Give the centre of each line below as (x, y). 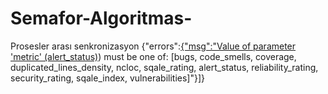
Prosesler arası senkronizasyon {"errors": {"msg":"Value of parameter (153, 46)
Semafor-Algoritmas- (101, 18)
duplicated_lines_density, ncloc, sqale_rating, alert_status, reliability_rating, (164, 67)
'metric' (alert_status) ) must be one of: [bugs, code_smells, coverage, (153, 56)
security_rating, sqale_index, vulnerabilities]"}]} (107, 78)
